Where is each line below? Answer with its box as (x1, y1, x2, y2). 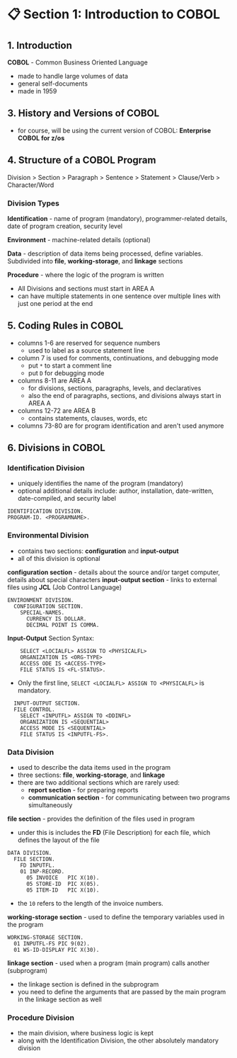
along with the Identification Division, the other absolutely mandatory (17, 1036, 219, 1045)
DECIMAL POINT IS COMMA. (25, 621, 100, 628)
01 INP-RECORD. (20, 868, 65, 875)
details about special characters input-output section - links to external (7, 575, 217, 584)
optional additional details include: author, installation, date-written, (17, 487, 214, 495)
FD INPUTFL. (20, 862, 55, 869)
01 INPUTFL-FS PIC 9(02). (13, 940, 91, 948)
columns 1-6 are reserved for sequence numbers (17, 339, 161, 347)
